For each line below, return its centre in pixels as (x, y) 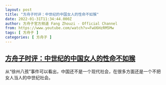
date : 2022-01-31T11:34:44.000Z (38, 19)
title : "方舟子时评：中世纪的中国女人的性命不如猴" (52, 14)
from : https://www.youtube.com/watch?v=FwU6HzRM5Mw (59, 28)
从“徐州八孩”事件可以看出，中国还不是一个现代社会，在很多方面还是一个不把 (83, 71)
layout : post (19, 10)
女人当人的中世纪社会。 (29, 78)
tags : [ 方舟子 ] (22, 33)
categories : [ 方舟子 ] (28, 38)
